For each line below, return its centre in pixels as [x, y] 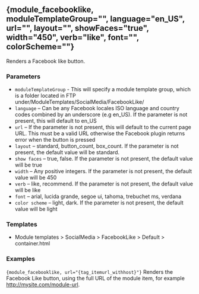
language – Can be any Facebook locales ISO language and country [97, 108]
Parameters [23, 76]
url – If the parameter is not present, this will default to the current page [103, 127]
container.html [32, 244]
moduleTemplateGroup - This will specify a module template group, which [103, 90]
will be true [29, 165]
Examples [21, 259]
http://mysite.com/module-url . [43, 285]
